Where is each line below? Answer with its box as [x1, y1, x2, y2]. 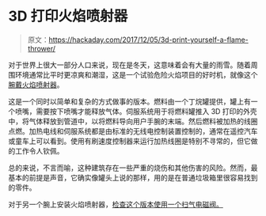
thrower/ [27, 44, 56, 53]
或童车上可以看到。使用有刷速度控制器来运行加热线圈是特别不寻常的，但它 [8, 136, 251, 146]
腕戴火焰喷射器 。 [8, 80, 64, 89]
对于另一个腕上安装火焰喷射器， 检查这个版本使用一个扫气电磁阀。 [8, 199, 223, 209]
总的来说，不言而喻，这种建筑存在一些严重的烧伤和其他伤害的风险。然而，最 [8, 163, 258, 172]
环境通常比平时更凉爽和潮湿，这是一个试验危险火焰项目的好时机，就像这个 [14, 70, 258, 79]
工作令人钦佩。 [14, 146, 64, 155]
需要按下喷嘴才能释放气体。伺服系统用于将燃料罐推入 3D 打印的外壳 [35, 106, 257, 116]
